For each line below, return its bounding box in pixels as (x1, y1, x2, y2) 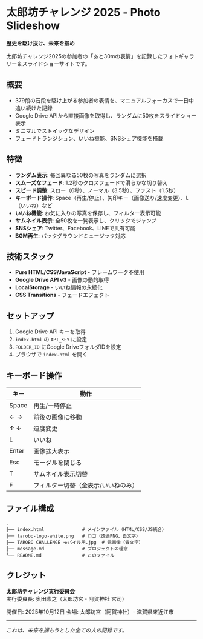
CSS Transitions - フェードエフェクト (14, 292, 110, 299)
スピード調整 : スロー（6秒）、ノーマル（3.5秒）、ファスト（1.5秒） (14, 186, 179, 194)
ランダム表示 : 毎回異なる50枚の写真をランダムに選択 (14, 171, 147, 179)
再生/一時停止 (33, 401, 72, 410)
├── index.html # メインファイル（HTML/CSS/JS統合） (6, 526, 167, 532)
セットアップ (6, 310, 54, 321)
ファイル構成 (6, 504, 54, 514)
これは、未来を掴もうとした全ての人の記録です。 (6, 626, 128, 634)
